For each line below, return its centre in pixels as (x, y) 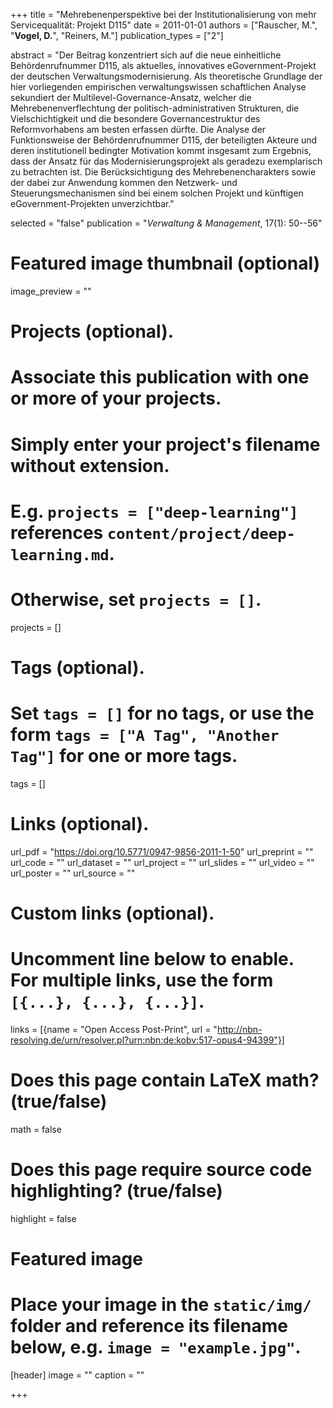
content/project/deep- (201, 533)
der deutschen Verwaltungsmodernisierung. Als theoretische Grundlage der (166, 76)
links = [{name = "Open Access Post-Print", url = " (114, 1029)
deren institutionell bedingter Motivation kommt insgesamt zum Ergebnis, (161, 150)
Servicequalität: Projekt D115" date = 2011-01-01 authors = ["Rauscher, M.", (164, 25)
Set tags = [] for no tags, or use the (162, 713)
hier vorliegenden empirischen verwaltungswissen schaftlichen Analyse (158, 87)
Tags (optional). (77, 667)
